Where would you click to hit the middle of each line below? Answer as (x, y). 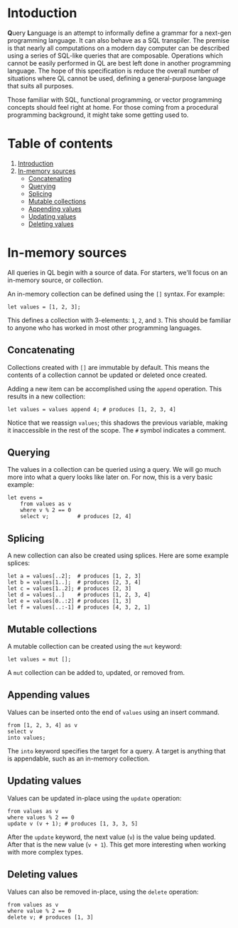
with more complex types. (45, 852)
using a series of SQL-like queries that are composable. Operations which (115, 56)
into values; (27, 738)
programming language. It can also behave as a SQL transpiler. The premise (118, 40)
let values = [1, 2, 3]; (44, 307)
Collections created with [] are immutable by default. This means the (108, 367)
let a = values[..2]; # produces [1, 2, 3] (74, 576)
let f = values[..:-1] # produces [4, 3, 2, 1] (79, 607)
